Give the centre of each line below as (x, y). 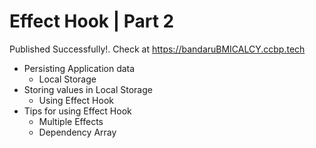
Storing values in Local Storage (88, 89)
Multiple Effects (71, 121)
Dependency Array (77, 132)
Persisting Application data (79, 68)
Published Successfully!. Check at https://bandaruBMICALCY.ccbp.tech (157, 49)
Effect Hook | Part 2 (92, 21)
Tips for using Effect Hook (77, 111)
